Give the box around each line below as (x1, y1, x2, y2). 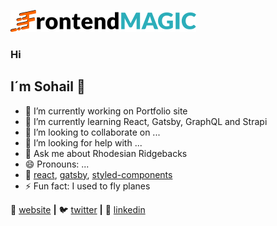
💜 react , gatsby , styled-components (24, 168, 173, 180)
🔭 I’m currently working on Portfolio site (24, 105, 188, 117)
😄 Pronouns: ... (24, 158, 90, 170)
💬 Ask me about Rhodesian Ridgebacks (24, 147, 188, 159)
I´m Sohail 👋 (10, 78, 86, 95)
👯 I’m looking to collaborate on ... (24, 126, 161, 138)
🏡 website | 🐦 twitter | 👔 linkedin (10, 203, 146, 215)
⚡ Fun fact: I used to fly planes (24, 180, 151, 192)
